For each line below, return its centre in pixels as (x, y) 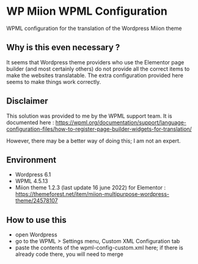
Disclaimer (27, 101)
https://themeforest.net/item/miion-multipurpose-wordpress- (92, 194)
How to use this (37, 220)
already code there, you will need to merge (69, 254)
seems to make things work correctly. (54, 81)
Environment (31, 160)
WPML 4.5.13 (31, 181)
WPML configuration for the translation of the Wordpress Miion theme (94, 28)
